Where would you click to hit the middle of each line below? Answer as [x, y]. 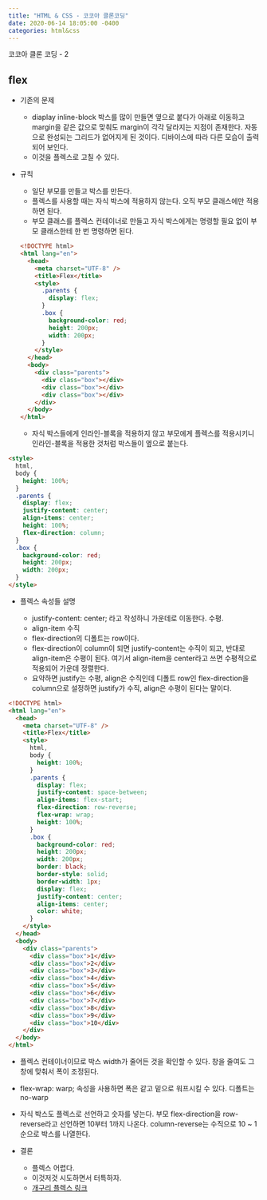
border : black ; [62, 867]
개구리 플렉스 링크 [59, 1188]
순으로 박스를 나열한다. [55, 1134]
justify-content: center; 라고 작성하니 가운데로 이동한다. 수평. [128, 618]
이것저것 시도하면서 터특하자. [77, 1178]
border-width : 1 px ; [69, 881]
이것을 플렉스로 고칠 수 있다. [75, 157]
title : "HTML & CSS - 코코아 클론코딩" [69, 16]
